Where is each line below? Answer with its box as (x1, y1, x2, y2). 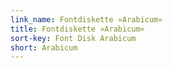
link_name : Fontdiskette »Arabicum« (10, 14, 163, 25)
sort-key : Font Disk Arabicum (10, 33, 137, 43)
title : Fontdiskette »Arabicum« (10, 24, 145, 34)
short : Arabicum (10, 42, 78, 53)
